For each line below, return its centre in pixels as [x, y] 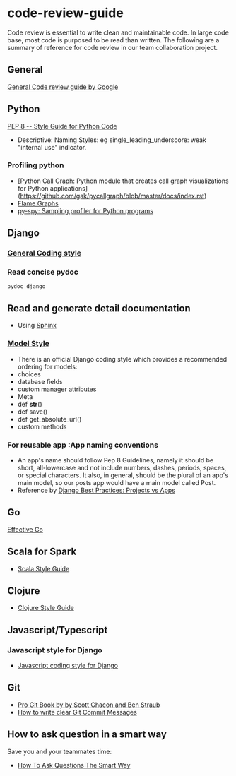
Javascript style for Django [55, 650]
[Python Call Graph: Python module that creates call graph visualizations [123, 181]
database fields [40, 381]
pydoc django [26, 287]
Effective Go [25, 529]
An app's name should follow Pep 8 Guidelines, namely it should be [116, 460]
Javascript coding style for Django [68, 665]
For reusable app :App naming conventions [83, 445]
